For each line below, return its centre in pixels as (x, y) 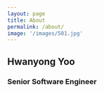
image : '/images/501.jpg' (45, 33)
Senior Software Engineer (52, 81)
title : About (26, 20)
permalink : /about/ (36, 27)
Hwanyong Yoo (41, 61)
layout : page (26, 14)
